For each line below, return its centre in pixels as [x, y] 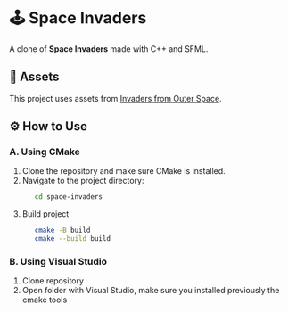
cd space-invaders [68, 197]
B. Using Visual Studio [58, 261]
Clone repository [53, 281]
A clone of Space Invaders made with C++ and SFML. [109, 49]
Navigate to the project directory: [83, 181]
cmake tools [45, 300]
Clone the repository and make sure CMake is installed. [123, 171]
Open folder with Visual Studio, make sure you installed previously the [151, 291]
